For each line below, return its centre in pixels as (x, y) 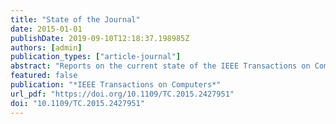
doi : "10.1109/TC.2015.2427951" (77, 103)
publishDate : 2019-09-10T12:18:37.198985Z (100, 38)
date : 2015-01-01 (46, 29)
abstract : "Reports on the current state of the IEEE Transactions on (160, 66)
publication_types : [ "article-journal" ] (96, 57)
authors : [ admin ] (46, 47)
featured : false (44, 76)
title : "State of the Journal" (75, 19)
